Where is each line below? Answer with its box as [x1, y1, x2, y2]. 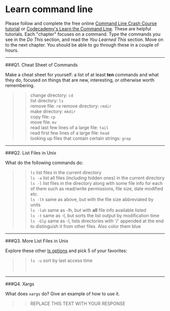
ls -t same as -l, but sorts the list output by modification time [30, 212, 159, 218]
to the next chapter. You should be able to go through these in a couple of [5, 42, 159, 48]
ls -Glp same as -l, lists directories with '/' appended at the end [30, 218, 164, 224]
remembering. [5, 82, 35, 88]
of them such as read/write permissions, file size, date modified [30, 185, 163, 191]
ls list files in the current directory [30, 169, 102, 175]
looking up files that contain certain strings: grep [30, 135, 132, 141]
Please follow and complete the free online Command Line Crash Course [5, 20, 157, 26]
